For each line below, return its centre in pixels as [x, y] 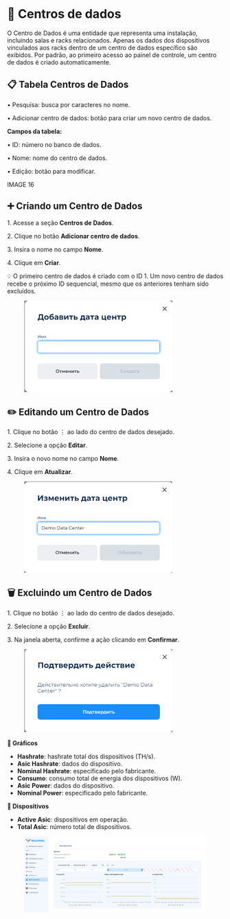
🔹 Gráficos [22, 743]
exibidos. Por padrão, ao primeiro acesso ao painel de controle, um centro [112, 55]
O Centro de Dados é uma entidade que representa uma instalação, [102, 33]
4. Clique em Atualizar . [40, 472]
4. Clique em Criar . [34, 262]
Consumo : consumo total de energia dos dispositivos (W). [100, 778]
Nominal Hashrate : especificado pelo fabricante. [87, 771]
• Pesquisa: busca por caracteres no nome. [69, 104]
